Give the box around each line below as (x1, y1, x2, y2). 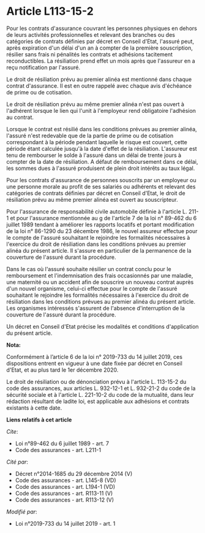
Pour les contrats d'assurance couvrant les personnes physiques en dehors (6, 25, 198, 32)
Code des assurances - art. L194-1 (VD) (15, 483, 115, 490)
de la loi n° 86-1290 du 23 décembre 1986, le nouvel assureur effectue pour (6, 227, 198, 234)
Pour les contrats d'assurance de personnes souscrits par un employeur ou (6, 176, 197, 183)
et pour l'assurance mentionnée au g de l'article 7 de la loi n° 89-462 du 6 (10, 214, 197, 221)
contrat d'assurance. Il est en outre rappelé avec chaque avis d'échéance (6, 82, 192, 90)
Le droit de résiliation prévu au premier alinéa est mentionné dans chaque (6, 75, 192, 83)
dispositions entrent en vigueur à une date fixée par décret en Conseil (6, 359, 182, 367)
